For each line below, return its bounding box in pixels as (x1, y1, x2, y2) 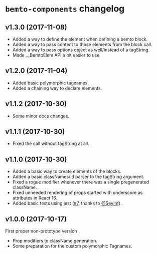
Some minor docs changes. (12, 113, 69, 119)
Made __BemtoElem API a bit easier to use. (12, 52, 101, 58)
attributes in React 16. (12, 195, 58, 201)
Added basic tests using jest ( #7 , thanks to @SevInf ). (12, 200, 122, 206)
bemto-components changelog (5, 3, 125, 14)
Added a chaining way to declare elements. (12, 85, 102, 91)
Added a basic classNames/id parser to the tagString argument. (12, 173, 144, 180)
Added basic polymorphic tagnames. (12, 79, 89, 85)
